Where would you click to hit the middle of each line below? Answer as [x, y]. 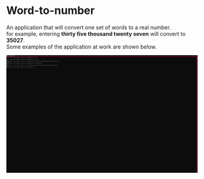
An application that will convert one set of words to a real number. [89, 27]
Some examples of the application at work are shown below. [81, 47]
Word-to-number [51, 11]
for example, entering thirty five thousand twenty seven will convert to [96, 33]
